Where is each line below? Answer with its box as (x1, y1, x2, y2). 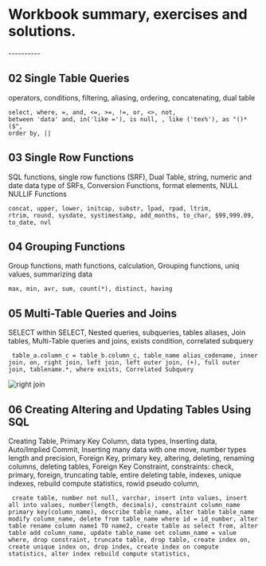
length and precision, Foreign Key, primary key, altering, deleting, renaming (8, 454, 255, 462)
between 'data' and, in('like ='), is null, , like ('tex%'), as (8, 115, 229, 124)
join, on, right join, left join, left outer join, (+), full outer (8, 359, 241, 367)
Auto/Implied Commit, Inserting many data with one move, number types (8, 445, 247, 454)
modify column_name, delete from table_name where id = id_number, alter (8, 515, 259, 523)
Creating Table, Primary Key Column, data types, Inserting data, (8, 436, 217, 446)
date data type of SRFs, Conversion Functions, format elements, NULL (8, 180, 239, 190)
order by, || (8, 129, 52, 137)
